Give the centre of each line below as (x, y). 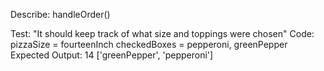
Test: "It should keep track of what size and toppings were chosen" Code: (162, 33)
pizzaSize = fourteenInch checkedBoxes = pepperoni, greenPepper (149, 44)
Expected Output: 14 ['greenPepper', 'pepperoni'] (112, 55)
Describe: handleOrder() (60, 14)
